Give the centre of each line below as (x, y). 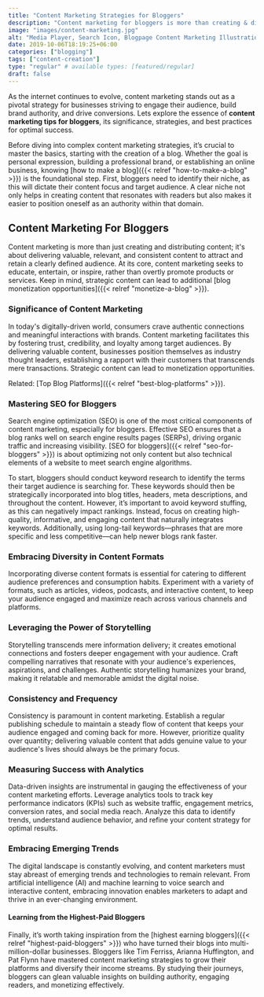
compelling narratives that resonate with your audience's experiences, (122, 661)
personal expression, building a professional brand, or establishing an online (132, 161)
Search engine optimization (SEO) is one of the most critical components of (130, 421)
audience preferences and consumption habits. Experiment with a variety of (131, 582)
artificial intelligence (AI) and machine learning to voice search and (116, 882)
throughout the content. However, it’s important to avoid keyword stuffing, (128, 503)
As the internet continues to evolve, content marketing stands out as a (122, 96)
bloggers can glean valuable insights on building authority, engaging (119, 977)
